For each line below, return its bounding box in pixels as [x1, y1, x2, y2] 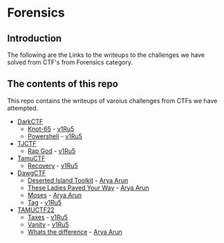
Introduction [7, 33, 62, 44]
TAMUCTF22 [17, 206, 55, 214]
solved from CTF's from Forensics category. [7, 58, 133, 66]
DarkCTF [17, 117, 44, 125]
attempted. [7, 104, 39, 112]
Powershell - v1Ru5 [27, 132, 83, 140]
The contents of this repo [7, 78, 119, 90]
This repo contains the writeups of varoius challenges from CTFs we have [7, 96, 218, 105]
